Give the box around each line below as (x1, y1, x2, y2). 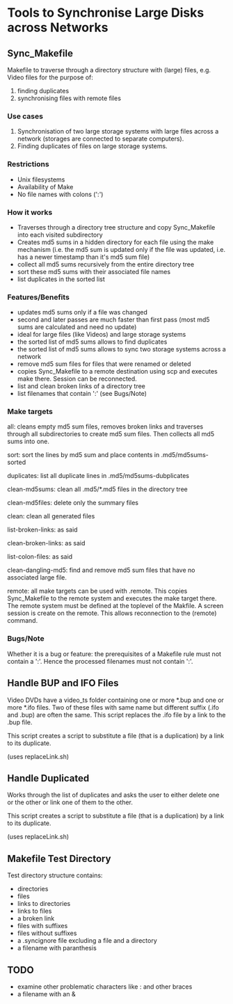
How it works (7, 207, 53, 217)
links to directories (17, 900, 71, 908)
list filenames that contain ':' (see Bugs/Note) (17, 390, 147, 398)
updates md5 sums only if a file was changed (17, 308, 148, 317)
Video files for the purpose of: (7, 73, 94, 81)
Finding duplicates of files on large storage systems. (17, 142, 168, 150)
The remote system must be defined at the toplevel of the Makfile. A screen (7, 602, 224, 610)
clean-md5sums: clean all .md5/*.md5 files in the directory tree (7, 485, 188, 493)
